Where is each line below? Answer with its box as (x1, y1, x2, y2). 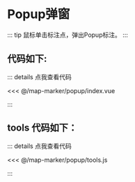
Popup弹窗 (7, 6, 70, 22)
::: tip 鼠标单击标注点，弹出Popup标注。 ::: (7, 31, 129, 39)
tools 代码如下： (7, 122, 78, 134)
